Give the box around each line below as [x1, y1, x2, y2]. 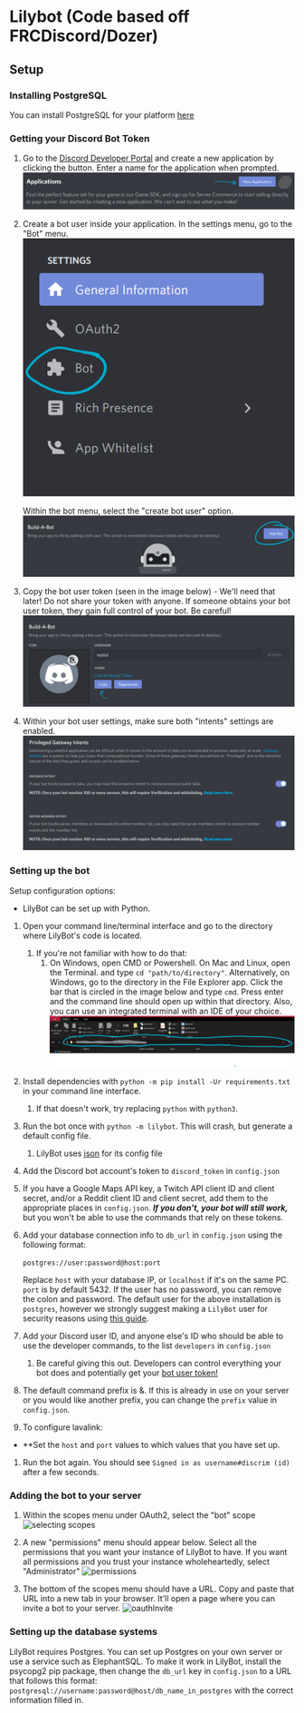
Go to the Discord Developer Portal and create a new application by [22, 152, 274, 164]
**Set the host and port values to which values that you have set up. [22, 1440, 280, 1451]
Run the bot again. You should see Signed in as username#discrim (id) [22, 1457, 291, 1468]
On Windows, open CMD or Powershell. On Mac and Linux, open [49, 957, 291, 968]
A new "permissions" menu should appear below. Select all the [22, 1537, 258, 1548]
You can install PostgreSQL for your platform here [9, 109, 195, 120]
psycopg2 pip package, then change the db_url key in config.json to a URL [9, 1665, 292, 1676]
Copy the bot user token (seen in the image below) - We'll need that [22, 585, 276, 596]
